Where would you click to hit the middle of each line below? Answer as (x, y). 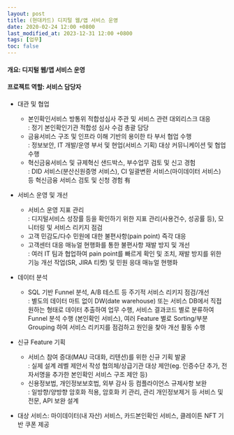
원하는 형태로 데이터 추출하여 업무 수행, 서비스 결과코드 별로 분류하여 (121, 310)
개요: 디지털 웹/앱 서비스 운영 (46, 69)
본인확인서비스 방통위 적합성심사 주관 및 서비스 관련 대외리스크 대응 (119, 118)
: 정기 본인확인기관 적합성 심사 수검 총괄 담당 (88, 127)
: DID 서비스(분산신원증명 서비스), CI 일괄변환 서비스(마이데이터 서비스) (124, 171)
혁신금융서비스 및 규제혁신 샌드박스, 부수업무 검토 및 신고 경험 (111, 163)
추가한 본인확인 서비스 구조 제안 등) (100, 374)
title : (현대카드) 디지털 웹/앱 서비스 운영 (63, 20)
